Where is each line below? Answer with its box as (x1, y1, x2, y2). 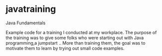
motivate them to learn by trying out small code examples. (5, 45, 125, 51)
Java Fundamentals (5, 20, 46, 26)
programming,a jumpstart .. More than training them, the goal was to (5, 40, 146, 46)
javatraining (5, 3, 56, 15)
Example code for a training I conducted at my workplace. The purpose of (5, 29, 157, 35)
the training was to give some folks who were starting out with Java (5, 35, 144, 41)
